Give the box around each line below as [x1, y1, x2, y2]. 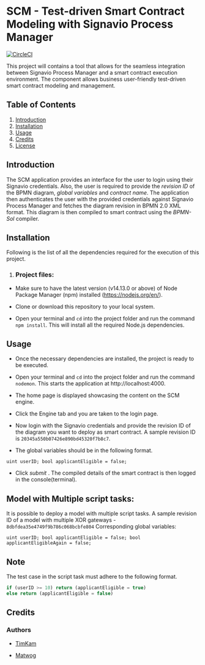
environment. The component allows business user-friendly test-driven [6, 75, 186, 83]
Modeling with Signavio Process [6, 17, 173, 31]
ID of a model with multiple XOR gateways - [6, 516, 116, 524]
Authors [6, 626, 32, 634]
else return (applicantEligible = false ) [6, 590, 114, 596]
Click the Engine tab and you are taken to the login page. [15, 410, 158, 417]
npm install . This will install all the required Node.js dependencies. [15, 321, 185, 329]
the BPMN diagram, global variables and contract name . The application [6, 188, 189, 196]
